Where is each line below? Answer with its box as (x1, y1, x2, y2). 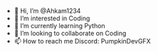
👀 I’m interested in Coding (14, 14, 90, 22)
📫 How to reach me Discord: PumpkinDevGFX (14, 37, 151, 45)
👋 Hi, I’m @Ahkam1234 (14, 7, 81, 15)
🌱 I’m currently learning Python (14, 22, 105, 30)
